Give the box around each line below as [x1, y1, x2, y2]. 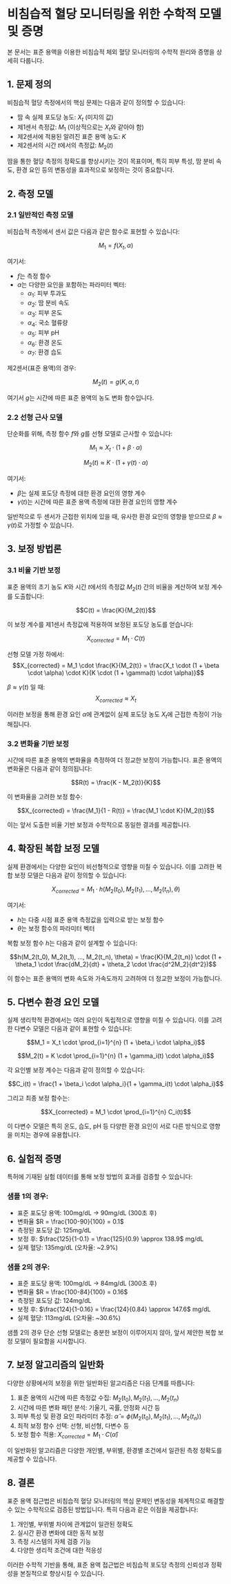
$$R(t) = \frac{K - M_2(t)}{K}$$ [71, 779, 161, 787]
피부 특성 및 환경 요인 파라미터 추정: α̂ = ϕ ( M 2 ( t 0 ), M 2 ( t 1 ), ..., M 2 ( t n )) [17, 1412, 202, 1422]
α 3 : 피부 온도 [27, 309, 63, 318]
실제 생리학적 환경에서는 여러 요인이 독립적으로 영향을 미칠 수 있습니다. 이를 [7, 1016, 210, 1024]
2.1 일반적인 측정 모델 [7, 210, 74, 220]
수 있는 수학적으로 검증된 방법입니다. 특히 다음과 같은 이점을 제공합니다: [7, 1505, 199, 1514]
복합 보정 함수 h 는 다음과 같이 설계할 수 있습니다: [7, 939, 138, 947]
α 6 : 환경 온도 [27, 338, 63, 348]
